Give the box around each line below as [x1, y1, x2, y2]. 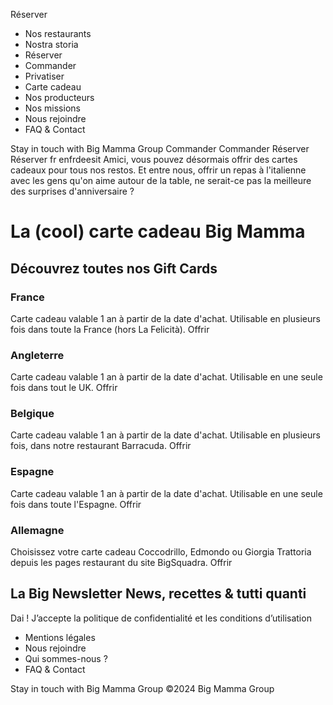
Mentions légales [24, 631, 96, 643]
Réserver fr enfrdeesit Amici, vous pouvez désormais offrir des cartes [10, 154, 298, 165]
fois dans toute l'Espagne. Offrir [10, 498, 142, 510]
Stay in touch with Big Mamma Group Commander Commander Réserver [10, 143, 310, 154]
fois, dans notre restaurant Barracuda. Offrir [10, 440, 192, 452]
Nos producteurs [24, 92, 95, 103]
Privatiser [24, 70, 65, 82]
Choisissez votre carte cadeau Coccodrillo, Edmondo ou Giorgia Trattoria [10, 546, 312, 558]
